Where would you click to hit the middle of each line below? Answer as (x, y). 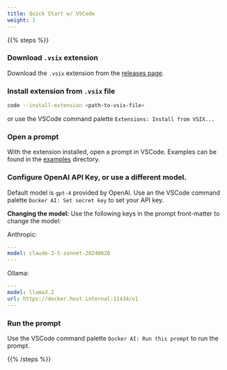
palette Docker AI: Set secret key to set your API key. (86, 200)
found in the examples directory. (54, 159)
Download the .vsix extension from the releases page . (86, 73)
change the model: (34, 220)
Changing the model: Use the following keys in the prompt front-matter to (113, 214)
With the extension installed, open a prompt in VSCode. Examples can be (112, 152)
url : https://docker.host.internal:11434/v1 (73, 299)
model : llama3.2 (31, 293)
